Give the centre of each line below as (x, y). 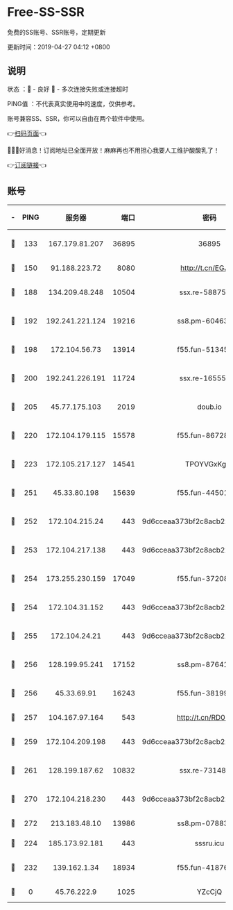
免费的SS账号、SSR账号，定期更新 (57, 32)
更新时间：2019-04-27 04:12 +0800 (59, 47)
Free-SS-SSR (46, 12)
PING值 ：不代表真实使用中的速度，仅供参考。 (73, 103)
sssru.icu (209, 843)
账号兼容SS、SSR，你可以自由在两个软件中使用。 (78, 118)
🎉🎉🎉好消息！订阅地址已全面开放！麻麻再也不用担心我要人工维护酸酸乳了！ (113, 150)
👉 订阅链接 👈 (27, 165)
